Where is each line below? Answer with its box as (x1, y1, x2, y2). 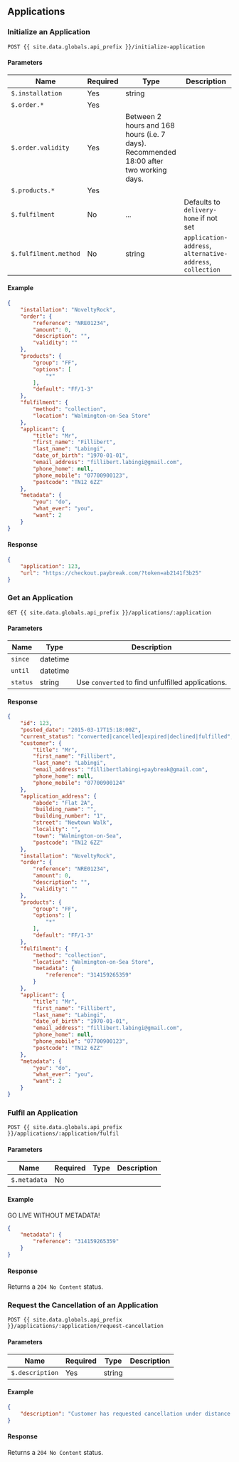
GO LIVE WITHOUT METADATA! (7, 1211, 101, 1220)
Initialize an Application (7, 27, 90, 37)
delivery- (184, 206, 217, 214)
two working (125, 165, 167, 175)
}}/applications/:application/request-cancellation (7, 1322, 164, 1330)
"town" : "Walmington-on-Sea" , (33, 832, 122, 840)
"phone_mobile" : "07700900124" (33, 779, 126, 786)
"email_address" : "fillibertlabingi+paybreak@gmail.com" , (33, 766, 208, 773)
